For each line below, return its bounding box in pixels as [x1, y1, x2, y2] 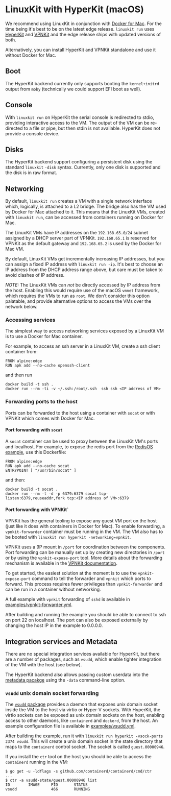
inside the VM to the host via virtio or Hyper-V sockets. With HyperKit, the [5, 707, 161, 713]
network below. [5, 304, 38, 310]
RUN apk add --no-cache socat [5, 463, 70, 468]
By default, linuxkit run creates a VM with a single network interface [5, 198, 152, 204]
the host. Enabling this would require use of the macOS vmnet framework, [5, 287, 159, 294]
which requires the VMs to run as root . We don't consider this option [5, 293, 150, 299]
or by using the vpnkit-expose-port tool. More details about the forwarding [5, 555, 162, 561]
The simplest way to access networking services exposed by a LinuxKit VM [5, 328, 164, 334]
